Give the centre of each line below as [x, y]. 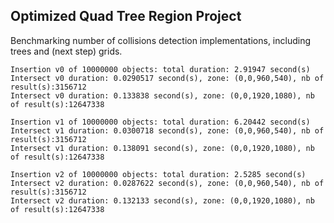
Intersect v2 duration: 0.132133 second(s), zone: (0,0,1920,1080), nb [162, 200]
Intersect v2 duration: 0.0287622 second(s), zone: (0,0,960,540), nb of [167, 183]
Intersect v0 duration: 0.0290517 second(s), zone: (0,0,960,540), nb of [167, 78]
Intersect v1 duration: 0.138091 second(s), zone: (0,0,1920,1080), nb [162, 148]
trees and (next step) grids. [66, 51]
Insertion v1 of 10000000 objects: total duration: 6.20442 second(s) [160, 122]
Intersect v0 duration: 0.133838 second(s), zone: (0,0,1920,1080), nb [162, 95]
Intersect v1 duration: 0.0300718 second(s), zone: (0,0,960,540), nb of [167, 130]
